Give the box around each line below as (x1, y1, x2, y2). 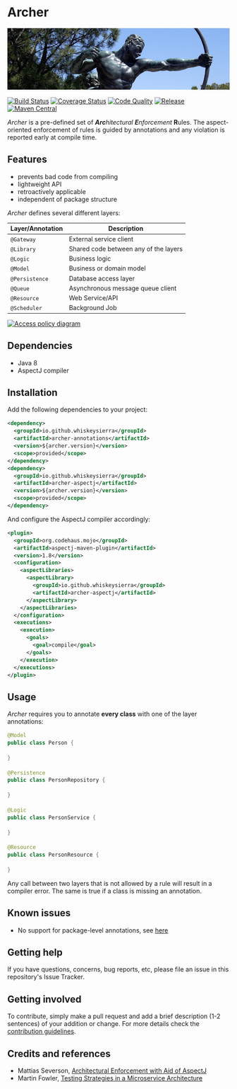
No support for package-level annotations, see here (17, 925, 169, 935)
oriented (7, 125, 32, 134)
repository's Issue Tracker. (7, 973, 85, 981)
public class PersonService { (7, 814, 97, 821)
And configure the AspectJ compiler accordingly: (7, 515, 150, 523)
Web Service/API (68, 294, 119, 302)
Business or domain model (68, 264, 146, 273)
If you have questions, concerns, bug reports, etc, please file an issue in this (7, 965, 229, 974)
